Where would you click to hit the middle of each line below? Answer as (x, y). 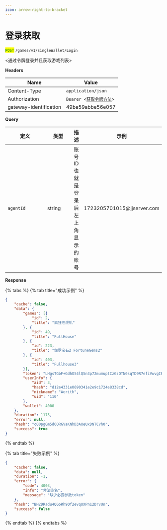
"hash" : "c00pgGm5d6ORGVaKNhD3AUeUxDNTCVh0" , (62, 424)
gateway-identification (34, 107)
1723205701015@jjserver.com (122, 208)
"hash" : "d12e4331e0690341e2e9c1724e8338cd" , (80, 387)
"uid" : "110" (45, 396)
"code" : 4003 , (38, 486)
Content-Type (24, 91)
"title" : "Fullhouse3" (55, 364)
